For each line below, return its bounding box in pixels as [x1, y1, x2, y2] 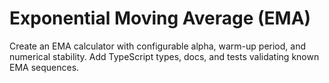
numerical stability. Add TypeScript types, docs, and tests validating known [9, 50, 320, 62]
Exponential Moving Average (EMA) [9, 7, 312, 30]
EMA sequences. [9, 61, 80, 73]
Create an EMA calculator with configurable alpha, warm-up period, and [9, 40, 307, 52]
